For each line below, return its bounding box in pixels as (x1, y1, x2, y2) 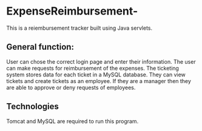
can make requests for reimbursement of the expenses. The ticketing (6, 64, 179, 72)
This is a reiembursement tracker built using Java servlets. (6, 24, 153, 32)
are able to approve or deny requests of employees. (6, 84, 136, 91)
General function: (6, 42, 75, 52)
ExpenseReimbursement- (6, 4, 138, 18)
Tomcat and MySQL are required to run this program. (6, 117, 139, 125)
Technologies (6, 101, 59, 112)
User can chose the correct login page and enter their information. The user (6, 58, 196, 65)
